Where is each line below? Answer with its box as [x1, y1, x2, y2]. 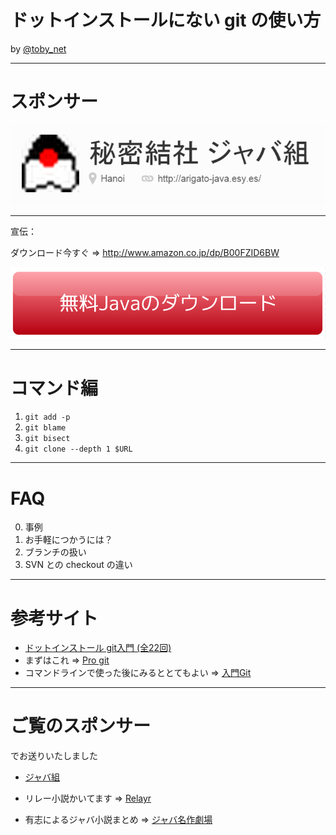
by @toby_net [10, 42, 67, 55]
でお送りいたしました [10, 750, 98, 762]
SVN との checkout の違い [24, 559, 133, 571]
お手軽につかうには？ [24, 534, 113, 546]
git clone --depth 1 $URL [24, 444, 133, 455]
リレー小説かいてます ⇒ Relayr [24, 792, 152, 805]
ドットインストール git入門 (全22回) [24, 642, 172, 654]
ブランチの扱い [24, 546, 87, 558]
